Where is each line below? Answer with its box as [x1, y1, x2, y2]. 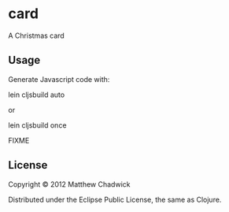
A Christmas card [8, 31, 65, 40]
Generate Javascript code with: [8, 74, 110, 84]
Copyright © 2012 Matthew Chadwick [8, 179, 131, 189]
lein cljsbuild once [8, 120, 67, 130]
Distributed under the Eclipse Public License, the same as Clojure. [8, 195, 222, 204]
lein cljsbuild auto [8, 90, 65, 99]
